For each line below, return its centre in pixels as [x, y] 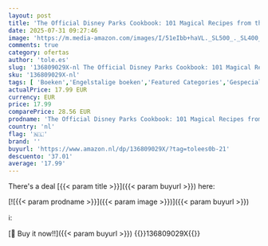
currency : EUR [32, 97]
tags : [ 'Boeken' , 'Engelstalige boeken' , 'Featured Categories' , [117, 82]
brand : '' [25, 141]
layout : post [30, 16]
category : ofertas [39, 53]
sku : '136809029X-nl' [44, 75]
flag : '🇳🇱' [28, 134]
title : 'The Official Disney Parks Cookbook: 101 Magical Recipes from [130, 23]
